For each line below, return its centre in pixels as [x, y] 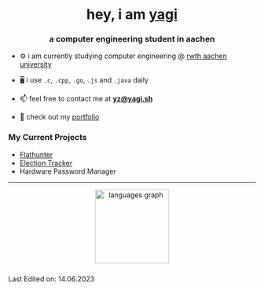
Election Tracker [46, 163]
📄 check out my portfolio [59, 117]
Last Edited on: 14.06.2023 [51, 279]
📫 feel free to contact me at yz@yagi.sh [86, 99]
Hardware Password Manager [68, 171]
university [36, 64]
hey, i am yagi [132, 15]
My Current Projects [48, 138]
